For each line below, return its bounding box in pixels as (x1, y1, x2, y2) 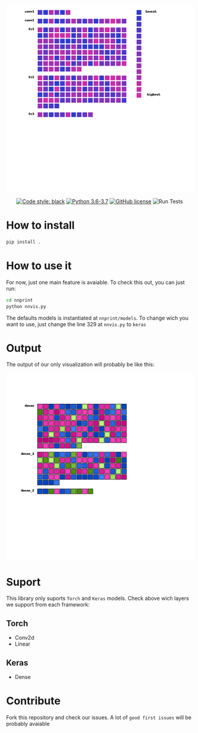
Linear (14, 640, 31, 647)
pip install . (6, 239, 41, 245)
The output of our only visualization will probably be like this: (6, 361, 155, 368)
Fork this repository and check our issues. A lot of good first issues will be (6, 713, 191, 721)
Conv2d (14, 634, 34, 642)
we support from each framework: (6, 601, 90, 608)
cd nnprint (6, 297, 33, 303)
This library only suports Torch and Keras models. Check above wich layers (6, 595, 189, 602)
